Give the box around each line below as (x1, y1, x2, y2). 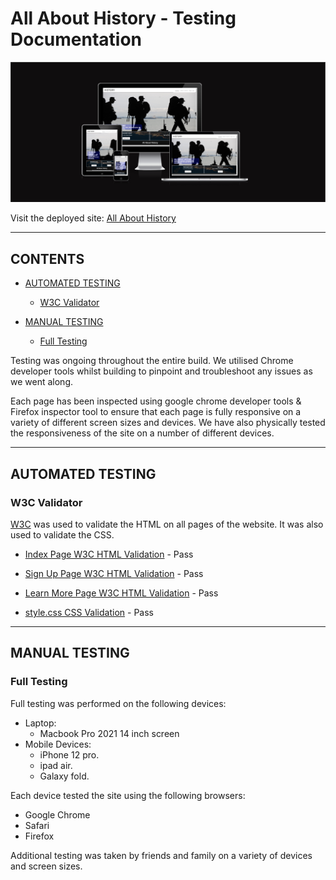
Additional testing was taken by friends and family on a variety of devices (10, 849, 313, 861)
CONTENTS (10, 250, 85, 267)
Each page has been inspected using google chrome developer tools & (10, 395, 302, 407)
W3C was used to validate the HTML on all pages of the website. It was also (10, 518, 324, 530)
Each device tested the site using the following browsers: (10, 789, 246, 801)
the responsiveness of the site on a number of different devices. (10, 427, 275, 439)
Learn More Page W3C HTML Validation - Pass (24, 587, 219, 599)
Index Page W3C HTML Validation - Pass (24, 548, 194, 560)
